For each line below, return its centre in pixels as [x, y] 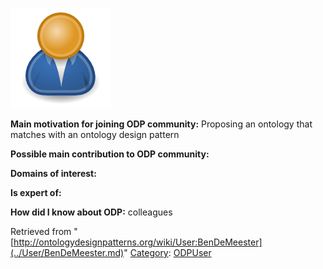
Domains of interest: [53, 173]
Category [149, 252]
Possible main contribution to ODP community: [110, 154]
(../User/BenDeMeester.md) [67, 252]
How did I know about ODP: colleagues [91, 212]
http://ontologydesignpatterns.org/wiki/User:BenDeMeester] [138, 242]
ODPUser [192, 252]
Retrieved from [41, 231]
